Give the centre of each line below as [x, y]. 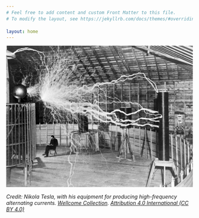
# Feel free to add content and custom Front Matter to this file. [91, 12]
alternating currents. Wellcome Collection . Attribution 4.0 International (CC [97, 203]
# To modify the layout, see [42, 19]
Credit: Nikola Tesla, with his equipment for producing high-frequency [92, 197]
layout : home [22, 31]
